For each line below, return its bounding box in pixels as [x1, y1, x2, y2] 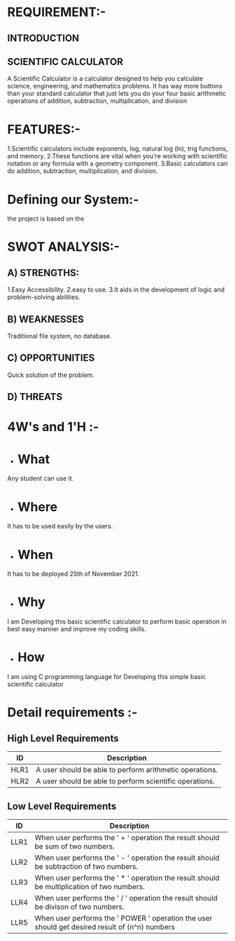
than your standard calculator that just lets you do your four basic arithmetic [7, 89, 227, 98]
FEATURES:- [7, 121, 81, 137]
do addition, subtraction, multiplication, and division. [7, 167, 158, 175]
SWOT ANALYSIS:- [7, 239, 120, 255]
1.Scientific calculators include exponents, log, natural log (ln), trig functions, [7, 144, 228, 153]
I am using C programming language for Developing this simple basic [7, 673, 206, 681]
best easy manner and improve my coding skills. [7, 625, 147, 633]
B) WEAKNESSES [7, 313, 84, 325]
